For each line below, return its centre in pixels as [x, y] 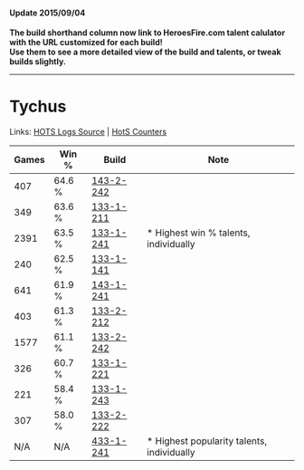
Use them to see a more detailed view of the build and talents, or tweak [146, 52]
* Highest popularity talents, [207, 441]
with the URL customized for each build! [86, 43]
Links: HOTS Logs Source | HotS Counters [88, 132]
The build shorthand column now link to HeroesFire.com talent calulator [147, 33]
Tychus [38, 106]
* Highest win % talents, [199, 233]
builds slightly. [38, 62]
